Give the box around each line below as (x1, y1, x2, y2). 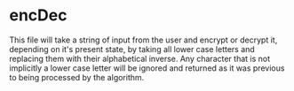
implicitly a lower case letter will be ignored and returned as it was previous (9, 63, 285, 73)
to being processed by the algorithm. (9, 72, 145, 82)
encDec (9, 5, 68, 26)
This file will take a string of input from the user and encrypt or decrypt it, (9, 34, 278, 45)
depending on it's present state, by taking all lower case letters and (9, 43, 255, 54)
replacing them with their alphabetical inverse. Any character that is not (9, 53, 271, 64)
